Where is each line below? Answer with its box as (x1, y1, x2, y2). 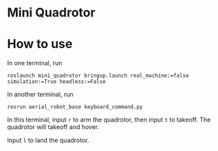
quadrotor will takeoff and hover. (7, 123, 100, 131)
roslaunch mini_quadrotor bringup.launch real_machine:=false (7, 72, 189, 80)
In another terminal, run (7, 91, 74, 99)
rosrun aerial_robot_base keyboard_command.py (7, 104, 143, 111)
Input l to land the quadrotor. (7, 136, 89, 145)
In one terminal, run (7, 59, 63, 67)
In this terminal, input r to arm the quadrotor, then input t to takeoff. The (7, 115, 211, 124)
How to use (7, 36, 73, 52)
